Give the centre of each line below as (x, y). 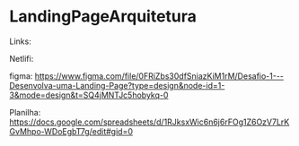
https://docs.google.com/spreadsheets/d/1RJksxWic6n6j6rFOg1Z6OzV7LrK (149, 122)
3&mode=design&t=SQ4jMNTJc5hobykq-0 (89, 95)
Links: (20, 41)
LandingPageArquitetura (103, 17)
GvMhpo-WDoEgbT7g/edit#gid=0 (71, 131)
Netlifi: (22, 58)
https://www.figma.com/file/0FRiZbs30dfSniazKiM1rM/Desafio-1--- (159, 76)
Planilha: (25, 112)
